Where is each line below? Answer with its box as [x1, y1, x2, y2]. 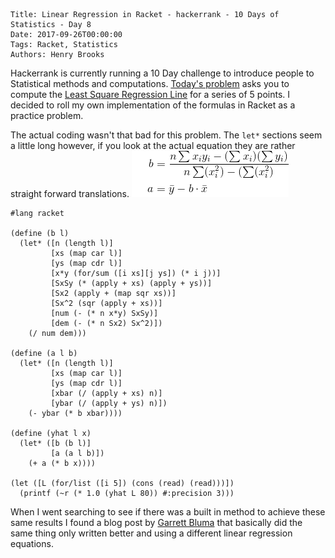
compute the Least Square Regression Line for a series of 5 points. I [10, 89, 291, 100]
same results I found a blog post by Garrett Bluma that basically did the [10, 517, 303, 528]
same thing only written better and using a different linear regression [10, 527, 293, 539]
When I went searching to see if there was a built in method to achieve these [10, 506, 326, 518]
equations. [10, 538, 54, 549]
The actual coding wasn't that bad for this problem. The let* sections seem [10, 129, 323, 141]
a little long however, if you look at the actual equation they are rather [10, 140, 296, 151]
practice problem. [10, 110, 84, 121]
